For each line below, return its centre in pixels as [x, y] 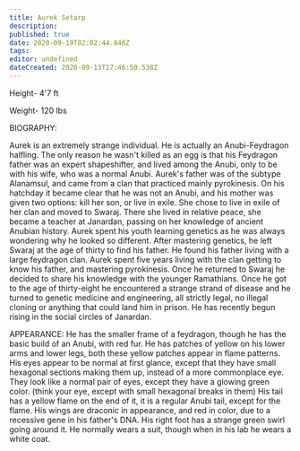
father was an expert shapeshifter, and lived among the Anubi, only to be [143, 164]
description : [34, 26]
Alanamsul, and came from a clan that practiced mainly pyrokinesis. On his [147, 183]
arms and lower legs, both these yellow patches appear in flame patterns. [145, 353]
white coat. [30, 438]
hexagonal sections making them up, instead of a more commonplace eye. [147, 372]
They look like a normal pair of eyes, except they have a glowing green [140, 381]
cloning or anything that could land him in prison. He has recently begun [142, 307]
